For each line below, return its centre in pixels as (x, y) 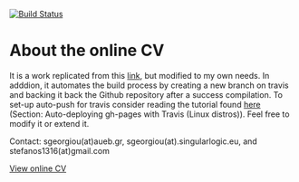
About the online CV (87, 51)
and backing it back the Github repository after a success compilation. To (146, 94)
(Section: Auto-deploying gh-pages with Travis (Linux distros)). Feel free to (149, 114)
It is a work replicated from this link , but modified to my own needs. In (140, 75)
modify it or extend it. (49, 123)
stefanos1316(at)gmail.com (60, 150)
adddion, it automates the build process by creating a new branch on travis (149, 85)
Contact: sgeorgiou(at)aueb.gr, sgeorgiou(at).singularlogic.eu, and (134, 141)
